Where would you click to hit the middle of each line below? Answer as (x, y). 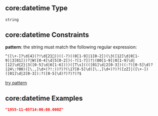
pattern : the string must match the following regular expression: (71, 47)
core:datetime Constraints (47, 35)
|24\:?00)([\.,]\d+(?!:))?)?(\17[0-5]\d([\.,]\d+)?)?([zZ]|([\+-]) (77, 69)
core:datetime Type (36, 8)
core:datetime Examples (44, 98)
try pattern (16, 83)
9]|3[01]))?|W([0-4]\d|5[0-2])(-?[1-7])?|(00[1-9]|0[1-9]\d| (70, 60)
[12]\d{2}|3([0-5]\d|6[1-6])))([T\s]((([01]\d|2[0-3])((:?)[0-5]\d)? (79, 65)
